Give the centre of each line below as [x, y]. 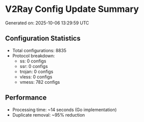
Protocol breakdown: [34, 56]
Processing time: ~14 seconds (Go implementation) [65, 110]
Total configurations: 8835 [39, 50]
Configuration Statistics [43, 38]
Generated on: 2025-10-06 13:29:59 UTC [47, 23]
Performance [26, 98]
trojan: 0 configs [36, 71]
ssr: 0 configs [34, 66]
